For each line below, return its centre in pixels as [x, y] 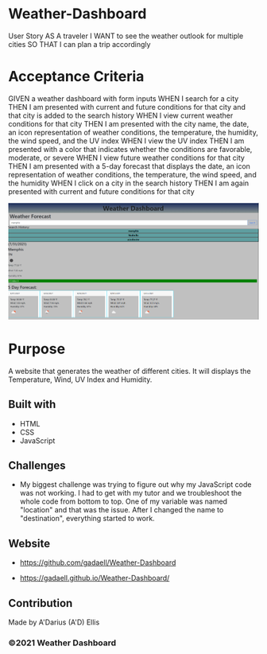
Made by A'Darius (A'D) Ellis [54, 622]
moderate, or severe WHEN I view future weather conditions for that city [126, 158]
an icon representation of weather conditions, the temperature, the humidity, [133, 132]
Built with [32, 405]
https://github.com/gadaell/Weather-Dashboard [98, 563]
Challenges [37, 466]
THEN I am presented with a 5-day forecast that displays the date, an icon [129, 166]
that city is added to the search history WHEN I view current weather [121, 115]
